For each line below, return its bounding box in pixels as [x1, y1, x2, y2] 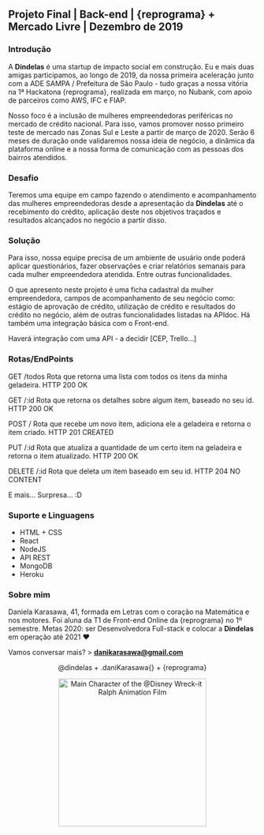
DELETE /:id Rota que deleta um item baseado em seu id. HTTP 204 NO [8, 466, 241, 476]
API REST [19, 552, 51, 562]
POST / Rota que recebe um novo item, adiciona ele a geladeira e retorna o [8, 419, 251, 429]
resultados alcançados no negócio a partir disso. [8, 215, 167, 225]
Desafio [8, 172, 39, 183]
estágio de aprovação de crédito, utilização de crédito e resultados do [8, 301, 236, 312]
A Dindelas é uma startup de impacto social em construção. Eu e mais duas [8, 62, 255, 71]
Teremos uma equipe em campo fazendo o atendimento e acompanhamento [8, 190, 257, 200]
